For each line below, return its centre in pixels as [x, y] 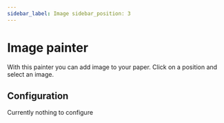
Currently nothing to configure [50, 113]
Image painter [48, 47]
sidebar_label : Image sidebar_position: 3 [69, 13]
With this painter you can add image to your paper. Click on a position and [112, 67]
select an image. [30, 74]
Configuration [38, 96]
